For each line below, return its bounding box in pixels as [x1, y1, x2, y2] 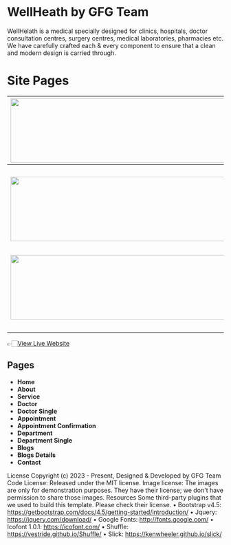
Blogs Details [16, 451, 56, 459]
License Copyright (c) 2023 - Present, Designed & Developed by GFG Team [7, 471, 221, 480]
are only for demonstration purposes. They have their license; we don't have [7, 486, 223, 494]
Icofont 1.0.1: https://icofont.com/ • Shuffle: [7, 522, 129, 531]
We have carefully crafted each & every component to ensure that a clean [7, 41, 217, 49]
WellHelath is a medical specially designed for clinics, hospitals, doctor [7, 27, 208, 35]
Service [16, 392, 40, 401]
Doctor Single [16, 407, 57, 415]
